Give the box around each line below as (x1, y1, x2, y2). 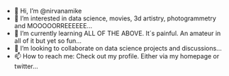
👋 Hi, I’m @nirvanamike (13, 7, 82, 15)
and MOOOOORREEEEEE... (13, 22, 93, 30)
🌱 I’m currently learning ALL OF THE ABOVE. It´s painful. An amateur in (13, 29, 221, 37)
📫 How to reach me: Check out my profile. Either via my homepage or (13, 52, 220, 60)
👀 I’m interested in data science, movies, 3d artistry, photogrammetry (13, 14, 216, 23)
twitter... (13, 62, 39, 70)
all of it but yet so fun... (13, 37, 82, 45)
